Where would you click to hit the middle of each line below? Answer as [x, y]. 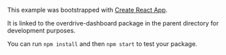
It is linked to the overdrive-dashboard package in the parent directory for [113, 23]
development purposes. [42, 31]
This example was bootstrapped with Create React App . [88, 10]
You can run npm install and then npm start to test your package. [102, 44]
